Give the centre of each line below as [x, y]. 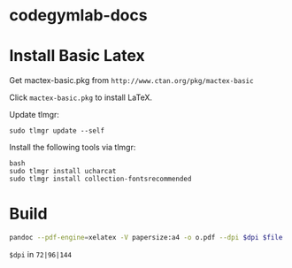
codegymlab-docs [78, 15]
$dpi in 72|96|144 [41, 254]
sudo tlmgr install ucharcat [63, 172]
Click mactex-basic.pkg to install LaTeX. [81, 97]
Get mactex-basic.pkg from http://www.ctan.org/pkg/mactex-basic [131, 80]
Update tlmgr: [35, 115]
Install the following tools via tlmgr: [73, 148]
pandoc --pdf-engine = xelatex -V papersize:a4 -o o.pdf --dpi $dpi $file [146, 238]
